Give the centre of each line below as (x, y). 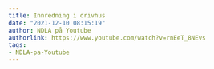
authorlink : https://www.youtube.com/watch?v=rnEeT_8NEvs (107, 38)
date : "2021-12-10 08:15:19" (57, 23)
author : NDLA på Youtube (50, 30)
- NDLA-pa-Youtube (39, 52)
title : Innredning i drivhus (57, 15)
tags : (17, 45)
